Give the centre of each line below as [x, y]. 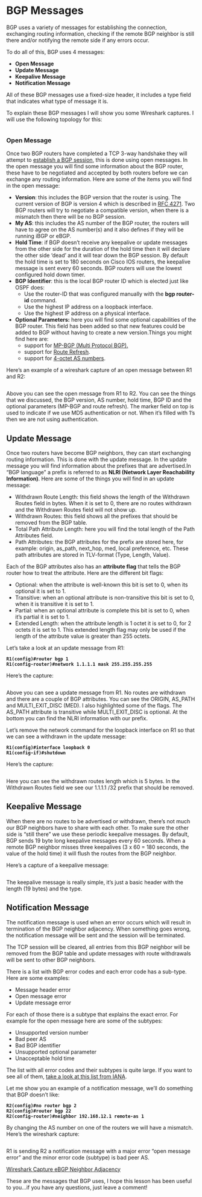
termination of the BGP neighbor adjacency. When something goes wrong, [99, 929]
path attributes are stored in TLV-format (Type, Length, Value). [93, 555]
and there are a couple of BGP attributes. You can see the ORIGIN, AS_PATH [101, 699]
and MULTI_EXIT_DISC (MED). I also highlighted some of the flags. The [94, 706]
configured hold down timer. [50, 275]
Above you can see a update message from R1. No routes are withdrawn [96, 693]
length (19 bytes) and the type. [44, 889]
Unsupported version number [52, 1032]
